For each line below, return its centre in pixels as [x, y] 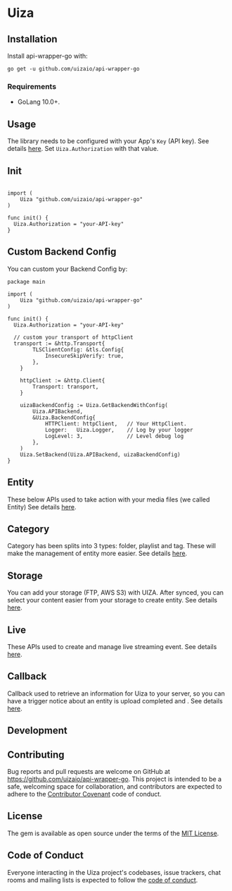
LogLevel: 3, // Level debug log [114, 436]
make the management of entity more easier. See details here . [97, 553]
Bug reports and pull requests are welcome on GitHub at [89, 771]
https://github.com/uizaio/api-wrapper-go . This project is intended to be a [115, 779]
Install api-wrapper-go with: [47, 56]
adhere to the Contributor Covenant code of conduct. [84, 794]
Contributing [36, 754]
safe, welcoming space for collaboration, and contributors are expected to [115, 787]
